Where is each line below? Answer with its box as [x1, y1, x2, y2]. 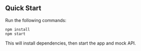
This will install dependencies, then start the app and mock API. [5, 40, 136, 46]
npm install [5, 27, 30, 32]
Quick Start [5, 4, 41, 12]
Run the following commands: [5, 17, 66, 23]
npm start [5, 31, 26, 36]
